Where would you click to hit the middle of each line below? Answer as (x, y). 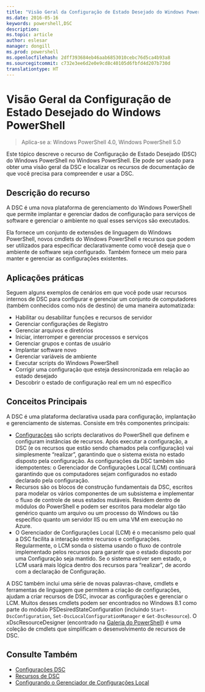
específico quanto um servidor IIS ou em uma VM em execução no (99, 519)
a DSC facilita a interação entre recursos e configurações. (88, 539)
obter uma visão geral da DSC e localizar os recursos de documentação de (101, 167)
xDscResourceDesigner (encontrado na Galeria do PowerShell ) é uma (94, 622)
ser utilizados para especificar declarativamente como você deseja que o (99, 246)
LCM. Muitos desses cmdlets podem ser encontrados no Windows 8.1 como (102, 603)
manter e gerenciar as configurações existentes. (67, 258)
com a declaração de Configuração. (60, 571)
